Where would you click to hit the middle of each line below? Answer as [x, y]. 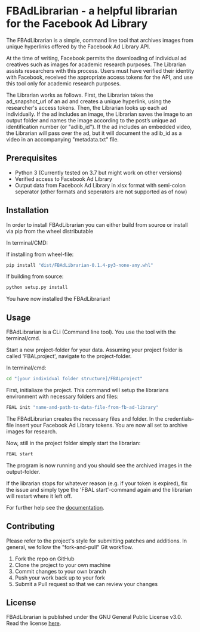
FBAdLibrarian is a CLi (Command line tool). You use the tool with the [91, 332]
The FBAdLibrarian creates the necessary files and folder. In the [85, 418]
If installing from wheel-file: [40, 254]
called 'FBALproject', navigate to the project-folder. [69, 356]
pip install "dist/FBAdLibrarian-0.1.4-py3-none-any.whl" [80, 265]
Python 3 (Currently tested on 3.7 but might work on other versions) [98, 172]
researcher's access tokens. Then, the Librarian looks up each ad [87, 107]
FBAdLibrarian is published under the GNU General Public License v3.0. [94, 617]
